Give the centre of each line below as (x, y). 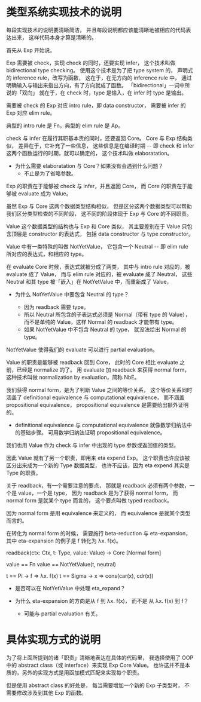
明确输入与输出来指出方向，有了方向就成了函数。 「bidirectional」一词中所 (98, 85)
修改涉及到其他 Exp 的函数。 (51, 692)
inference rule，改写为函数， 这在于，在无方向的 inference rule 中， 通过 (103, 78)
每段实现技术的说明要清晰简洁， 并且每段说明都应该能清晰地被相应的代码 (96, 30)
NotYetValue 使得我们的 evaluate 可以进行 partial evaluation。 (82, 350)
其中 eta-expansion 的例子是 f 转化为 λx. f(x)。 (64, 541)
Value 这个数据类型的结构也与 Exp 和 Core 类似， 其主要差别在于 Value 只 (97, 226)
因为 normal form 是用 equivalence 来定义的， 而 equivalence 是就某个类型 (98, 513)
